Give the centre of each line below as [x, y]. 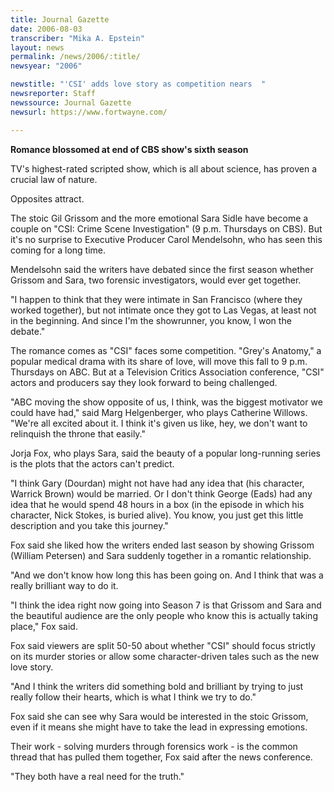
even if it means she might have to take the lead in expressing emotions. [159, 727]
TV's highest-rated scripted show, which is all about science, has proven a [164, 168]
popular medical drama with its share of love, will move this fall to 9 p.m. [159, 361]
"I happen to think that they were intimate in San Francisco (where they [156, 299]
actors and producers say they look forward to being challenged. [144, 382]
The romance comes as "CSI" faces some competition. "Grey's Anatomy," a [166, 350]
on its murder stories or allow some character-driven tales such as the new [165, 656]
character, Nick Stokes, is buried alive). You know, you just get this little [157, 515]
